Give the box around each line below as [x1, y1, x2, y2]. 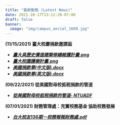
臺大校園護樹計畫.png [12, 58, 58, 64]
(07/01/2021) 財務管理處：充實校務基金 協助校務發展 [5, 103, 115, 109]
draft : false [5, 17, 33, 22]
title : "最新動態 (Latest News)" [5, 7, 73, 13]
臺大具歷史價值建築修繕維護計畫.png [12, 52, 90, 58]
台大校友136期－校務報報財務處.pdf [12, 114, 88, 120]
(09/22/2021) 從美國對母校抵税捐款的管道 [5, 82, 93, 88]
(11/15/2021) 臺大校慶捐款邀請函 [5, 41, 72, 47]
